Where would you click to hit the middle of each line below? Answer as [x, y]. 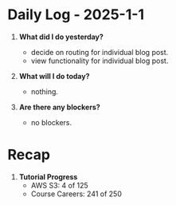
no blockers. [51, 122]
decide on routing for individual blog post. [100, 52]
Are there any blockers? [59, 107]
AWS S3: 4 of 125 [59, 185]
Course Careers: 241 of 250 [76, 194]
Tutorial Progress [48, 176]
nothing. [45, 91]
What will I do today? [54, 76]
